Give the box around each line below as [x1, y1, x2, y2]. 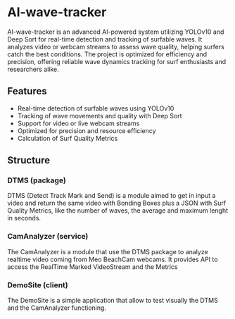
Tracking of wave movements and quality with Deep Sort [17, 111, 182, 120]
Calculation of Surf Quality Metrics [17, 134, 118, 142]
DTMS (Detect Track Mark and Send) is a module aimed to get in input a [7, 192, 216, 200]
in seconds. [7, 214, 41, 223]
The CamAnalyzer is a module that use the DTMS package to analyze [7, 247, 209, 256]
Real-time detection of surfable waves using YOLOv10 [17, 104, 174, 113]
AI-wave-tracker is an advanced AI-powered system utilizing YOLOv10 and [7, 27, 224, 36]
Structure [7, 154, 51, 166]
